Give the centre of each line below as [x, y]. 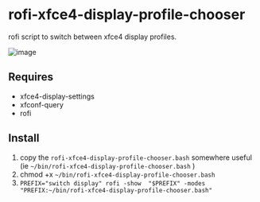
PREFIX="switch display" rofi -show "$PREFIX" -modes [113, 183]
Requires [31, 77]
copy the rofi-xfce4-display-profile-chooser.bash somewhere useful [136, 157]
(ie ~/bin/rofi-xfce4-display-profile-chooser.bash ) [107, 165]
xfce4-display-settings [57, 96]
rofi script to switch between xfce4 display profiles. [93, 37]
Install [24, 138]
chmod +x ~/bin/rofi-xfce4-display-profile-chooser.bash [117, 174]
